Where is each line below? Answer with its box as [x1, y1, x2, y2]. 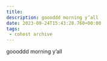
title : [6, 8, 23, 15]
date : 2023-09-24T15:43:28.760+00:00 [6, 20, 102, 26]
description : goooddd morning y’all [6, 14, 99, 21]
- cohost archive [8, 31, 53, 37]
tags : [6, 25, 20, 32]
